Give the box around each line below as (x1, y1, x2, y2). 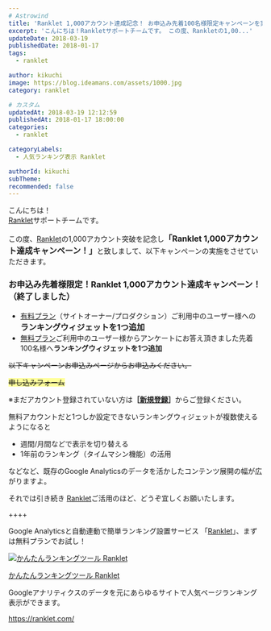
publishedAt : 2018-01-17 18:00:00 (8, 116, 125, 124)
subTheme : (8, 175, 42, 183)
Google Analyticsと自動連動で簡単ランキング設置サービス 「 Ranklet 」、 (8, 525, 244, 536)
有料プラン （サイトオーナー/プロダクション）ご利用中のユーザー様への (19, 311, 256, 321)
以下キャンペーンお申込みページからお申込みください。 (8, 360, 192, 370)
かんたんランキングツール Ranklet (8, 570, 120, 580)
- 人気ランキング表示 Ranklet (15, 152, 106, 161)
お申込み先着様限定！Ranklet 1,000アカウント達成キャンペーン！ (8, 279, 261, 290)
